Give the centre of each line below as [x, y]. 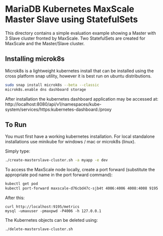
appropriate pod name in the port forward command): [59, 175]
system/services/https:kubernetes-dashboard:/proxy [58, 109]
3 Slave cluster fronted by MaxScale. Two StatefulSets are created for [75, 38]
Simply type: [18, 151]
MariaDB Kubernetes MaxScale [70, 9]
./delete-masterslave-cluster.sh [39, 229]
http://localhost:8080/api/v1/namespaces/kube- [53, 104]
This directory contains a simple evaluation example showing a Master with [81, 33]
